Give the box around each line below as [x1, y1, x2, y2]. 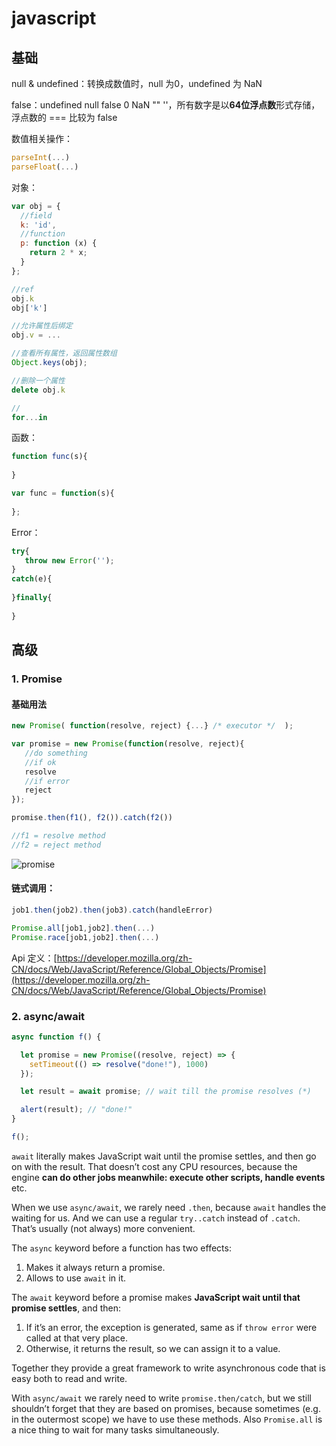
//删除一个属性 [11, 375, 66, 386]
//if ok [24, 757, 57, 767]
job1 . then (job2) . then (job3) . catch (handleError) [11, 905, 214, 915]
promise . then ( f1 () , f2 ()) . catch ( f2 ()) [11, 813, 173, 823]
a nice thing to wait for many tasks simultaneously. [11, 1423, 220, 1436]
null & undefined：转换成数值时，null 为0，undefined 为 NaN [11, 78, 263, 89]
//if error [24, 776, 71, 786]
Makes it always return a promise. [25, 1261, 166, 1273]
